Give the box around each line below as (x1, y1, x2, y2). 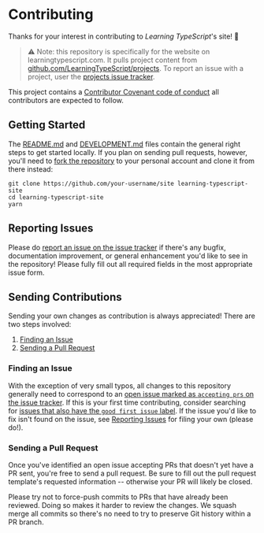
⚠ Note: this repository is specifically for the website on (27, 46, 210, 56)
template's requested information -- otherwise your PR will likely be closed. (8, 476, 253, 486)
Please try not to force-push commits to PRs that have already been (8, 492, 229, 502)
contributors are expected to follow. (8, 95, 124, 105)
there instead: (8, 164, 54, 174)
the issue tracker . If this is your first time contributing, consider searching (8, 398, 247, 407)
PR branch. (8, 517, 45, 527)
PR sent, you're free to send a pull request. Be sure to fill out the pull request (8, 468, 257, 478)
